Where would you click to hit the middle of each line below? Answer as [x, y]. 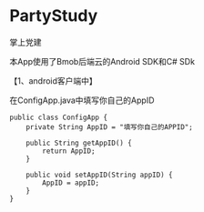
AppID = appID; [71, 183]
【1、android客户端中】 [53, 81]
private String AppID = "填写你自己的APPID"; [109, 127]
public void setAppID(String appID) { [99, 175]
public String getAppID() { [79, 143]
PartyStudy [54, 16]
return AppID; [69, 151]
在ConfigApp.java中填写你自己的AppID [82, 100]
